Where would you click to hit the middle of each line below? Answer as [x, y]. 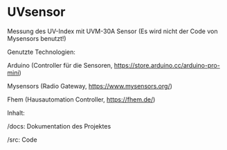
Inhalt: [16, 113]
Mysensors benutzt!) [37, 38]
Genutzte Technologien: [42, 52]
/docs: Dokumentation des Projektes [59, 126]
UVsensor [36, 12]
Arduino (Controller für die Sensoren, [60, 65]
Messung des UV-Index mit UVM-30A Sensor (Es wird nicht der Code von [112, 31]
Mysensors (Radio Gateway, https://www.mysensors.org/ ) [90, 86]
